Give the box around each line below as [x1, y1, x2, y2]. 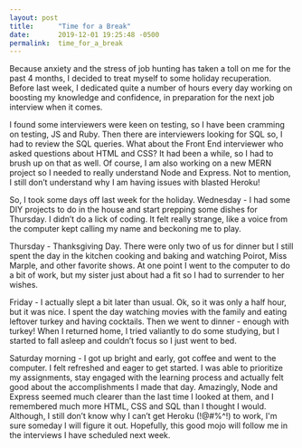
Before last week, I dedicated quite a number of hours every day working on [9, 82, 293, 93]
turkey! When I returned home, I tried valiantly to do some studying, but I [9, 326, 280, 337]
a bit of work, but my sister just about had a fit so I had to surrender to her [9, 270, 285, 281]
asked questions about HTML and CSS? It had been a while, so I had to [9, 148, 274, 159]
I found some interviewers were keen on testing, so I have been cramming [9, 119, 285, 130]
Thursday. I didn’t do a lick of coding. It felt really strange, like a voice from [9, 214, 288, 224]
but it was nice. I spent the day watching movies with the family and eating [9, 307, 288, 318]
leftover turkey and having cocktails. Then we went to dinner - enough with [9, 316, 289, 327]
